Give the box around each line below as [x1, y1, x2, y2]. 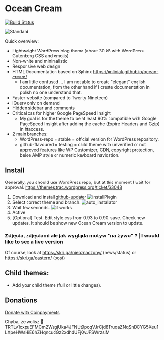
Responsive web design [12, 63, 61, 69]
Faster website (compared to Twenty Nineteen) [12, 94, 108, 101]
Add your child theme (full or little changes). [12, 282, 102, 288]
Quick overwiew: [5, 38, 39, 44]
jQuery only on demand [12, 100, 60, 105]
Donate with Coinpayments [5, 309, 60, 315]
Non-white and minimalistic [12, 58, 68, 64]
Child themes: [5, 269, 49, 277]
